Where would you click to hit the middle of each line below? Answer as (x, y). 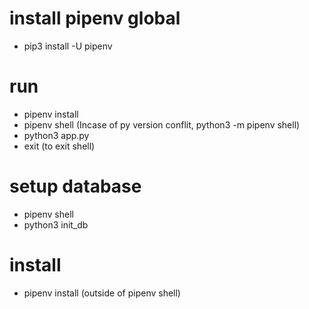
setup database (75, 186)
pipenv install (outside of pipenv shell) (102, 293)
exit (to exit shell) (59, 146)
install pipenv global (95, 18)
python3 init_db (56, 224)
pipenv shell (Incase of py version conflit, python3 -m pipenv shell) (162, 124)
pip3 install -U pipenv (68, 46)
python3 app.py (56, 135)
